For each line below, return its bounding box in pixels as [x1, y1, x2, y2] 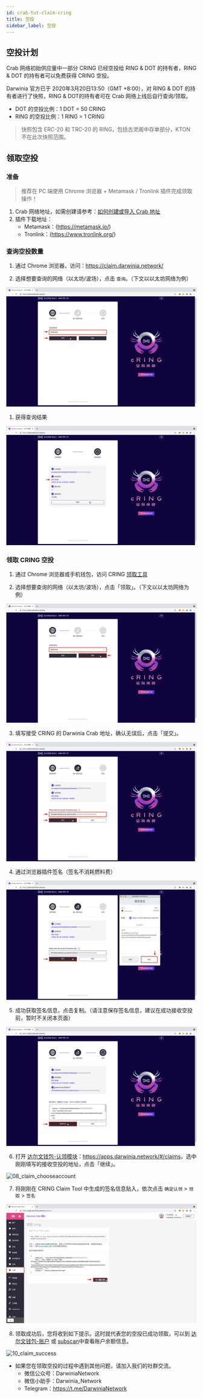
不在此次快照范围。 [21, 133, 69, 141]
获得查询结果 [14, 414, 47, 421]
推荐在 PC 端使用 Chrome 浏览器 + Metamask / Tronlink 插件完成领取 [21, 187, 193, 194]
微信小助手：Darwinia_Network [24, 1377, 102, 1385]
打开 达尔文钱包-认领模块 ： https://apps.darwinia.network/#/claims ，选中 [14, 1153, 197, 1160]
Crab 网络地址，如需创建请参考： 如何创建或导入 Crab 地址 [14, 208, 161, 215]
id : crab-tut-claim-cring [6, 10, 71, 16]
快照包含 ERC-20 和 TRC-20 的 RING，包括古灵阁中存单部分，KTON [21, 126, 191, 133]
